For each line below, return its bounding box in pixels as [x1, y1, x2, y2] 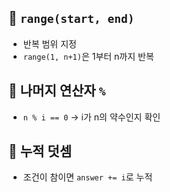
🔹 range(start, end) [8, 10, 135, 27]
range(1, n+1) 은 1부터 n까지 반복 [22, 50, 155, 62]
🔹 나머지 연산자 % [8, 82, 106, 100]
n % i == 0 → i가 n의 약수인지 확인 [22, 111, 161, 123]
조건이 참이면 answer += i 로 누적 [22, 171, 153, 183]
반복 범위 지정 [22, 37, 77, 50]
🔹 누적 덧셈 [8, 143, 73, 160]
